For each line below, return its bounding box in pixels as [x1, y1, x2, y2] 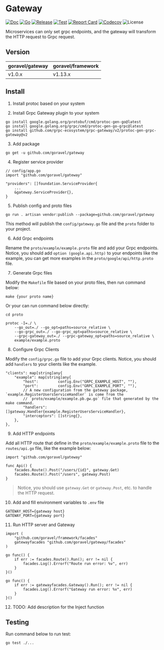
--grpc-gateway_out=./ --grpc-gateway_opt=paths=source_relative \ [14, 333, 154, 338]
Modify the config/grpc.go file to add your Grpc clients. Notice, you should [5, 356, 157, 362]
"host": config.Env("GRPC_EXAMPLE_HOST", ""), [23, 379, 137, 384]
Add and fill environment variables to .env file [12, 499, 104, 505]
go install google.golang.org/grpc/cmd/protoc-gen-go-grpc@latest [5, 123, 143, 129]
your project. [5, 226, 31, 232]
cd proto [5, 312, 23, 317]
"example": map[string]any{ [14, 375, 71, 380]
